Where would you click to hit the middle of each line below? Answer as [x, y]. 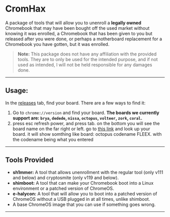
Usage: [17, 91]
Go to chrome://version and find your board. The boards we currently [86, 113]
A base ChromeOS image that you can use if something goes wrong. [84, 204]
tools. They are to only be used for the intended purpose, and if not [88, 59]
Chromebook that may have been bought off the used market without [77, 28]
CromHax [26, 9]
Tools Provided [29, 160]
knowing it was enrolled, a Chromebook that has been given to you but [79, 33]
